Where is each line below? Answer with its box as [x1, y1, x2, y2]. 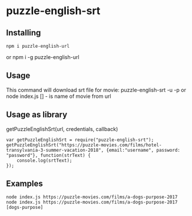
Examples [6, 179, 43, 189]
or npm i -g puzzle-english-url [6, 54, 80, 60]
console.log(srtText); [16, 158, 72, 163]
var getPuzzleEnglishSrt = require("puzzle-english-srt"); [6, 137, 154, 143]
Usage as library [6, 110, 68, 120]
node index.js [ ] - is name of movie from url [6, 93, 111, 100]
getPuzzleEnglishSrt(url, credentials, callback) [6, 125, 118, 132]
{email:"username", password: [106, 147, 181, 153]
